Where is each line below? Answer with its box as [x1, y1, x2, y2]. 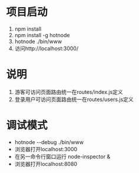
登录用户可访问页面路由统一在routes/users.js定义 [14, 96, 134, 103]
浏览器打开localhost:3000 [14, 145, 78, 152]
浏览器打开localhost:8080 [14, 160, 78, 167]
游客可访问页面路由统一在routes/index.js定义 [14, 88, 124, 95]
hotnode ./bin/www [14, 38, 62, 45]
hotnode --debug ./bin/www [14, 138, 84, 145]
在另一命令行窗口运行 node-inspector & [14, 153, 111, 160]
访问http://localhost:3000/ [14, 45, 78, 52]
